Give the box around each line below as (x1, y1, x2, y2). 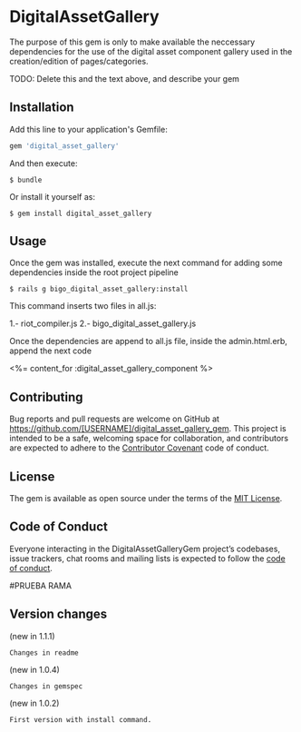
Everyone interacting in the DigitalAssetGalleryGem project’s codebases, (9, 543, 281, 554)
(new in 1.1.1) (9, 630, 56, 641)
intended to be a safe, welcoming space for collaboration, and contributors (9, 433, 288, 444)
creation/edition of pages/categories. (9, 55, 149, 66)
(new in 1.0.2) (9, 697, 60, 708)
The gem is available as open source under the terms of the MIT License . (9, 493, 283, 504)
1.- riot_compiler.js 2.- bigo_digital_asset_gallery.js (9, 318, 197, 329)
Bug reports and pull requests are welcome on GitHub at (9, 413, 220, 424)
